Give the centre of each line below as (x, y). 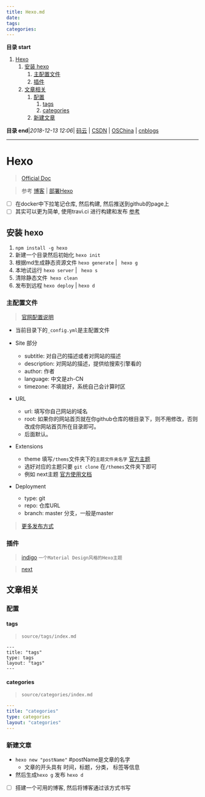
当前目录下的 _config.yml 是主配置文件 (62, 330)
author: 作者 (39, 371)
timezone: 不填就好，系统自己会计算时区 (75, 387)
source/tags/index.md (49, 637)
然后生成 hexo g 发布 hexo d (49, 775)
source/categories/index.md (57, 695)
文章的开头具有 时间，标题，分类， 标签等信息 (82, 767)
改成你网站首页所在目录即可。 (62, 427)
